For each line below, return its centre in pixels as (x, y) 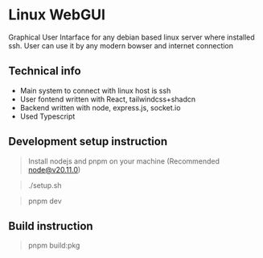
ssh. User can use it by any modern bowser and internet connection (121, 45)
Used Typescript (47, 116)
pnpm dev (45, 201)
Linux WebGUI (57, 15)
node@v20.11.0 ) (54, 169)
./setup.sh (45, 185)
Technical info (45, 71)
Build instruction (51, 226)
